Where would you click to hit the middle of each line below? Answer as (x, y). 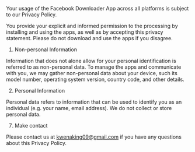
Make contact (31, 126)
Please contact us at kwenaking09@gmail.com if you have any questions (94, 137)
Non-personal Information (46, 50)
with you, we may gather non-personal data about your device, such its (92, 73)
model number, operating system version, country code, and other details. (95, 79)
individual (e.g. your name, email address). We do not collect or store (89, 108)
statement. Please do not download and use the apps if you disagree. (90, 38)
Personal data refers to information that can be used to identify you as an (94, 102)
